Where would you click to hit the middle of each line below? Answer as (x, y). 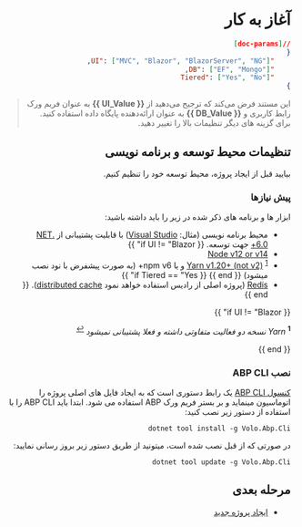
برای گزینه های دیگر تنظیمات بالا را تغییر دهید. (214, 123)
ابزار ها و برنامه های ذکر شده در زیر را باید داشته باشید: (198, 217)
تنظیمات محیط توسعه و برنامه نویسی (198, 152)
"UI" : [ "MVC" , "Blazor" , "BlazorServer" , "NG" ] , (181, 61)
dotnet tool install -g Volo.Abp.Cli (219, 429)
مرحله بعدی (262, 490)
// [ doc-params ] (262, 44)
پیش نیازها (271, 197)
